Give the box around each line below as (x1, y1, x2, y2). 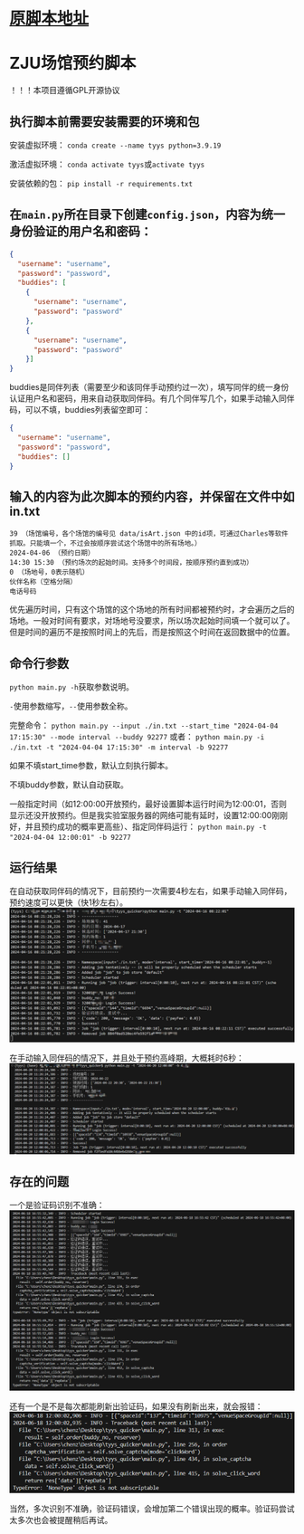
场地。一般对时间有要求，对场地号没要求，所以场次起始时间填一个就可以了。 (9, 615, 295, 626)
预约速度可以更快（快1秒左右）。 (9, 897, 128, 908)
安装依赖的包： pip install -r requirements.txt (9, 177, 193, 188)
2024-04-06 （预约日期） (9, 548, 95, 557)
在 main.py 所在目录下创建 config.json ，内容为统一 (9, 207, 286, 223)
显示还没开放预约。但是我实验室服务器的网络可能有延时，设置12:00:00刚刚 (9, 810, 288, 821)
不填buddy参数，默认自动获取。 (9, 779, 128, 790)
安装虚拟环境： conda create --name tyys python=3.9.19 (9, 139, 222, 150)
